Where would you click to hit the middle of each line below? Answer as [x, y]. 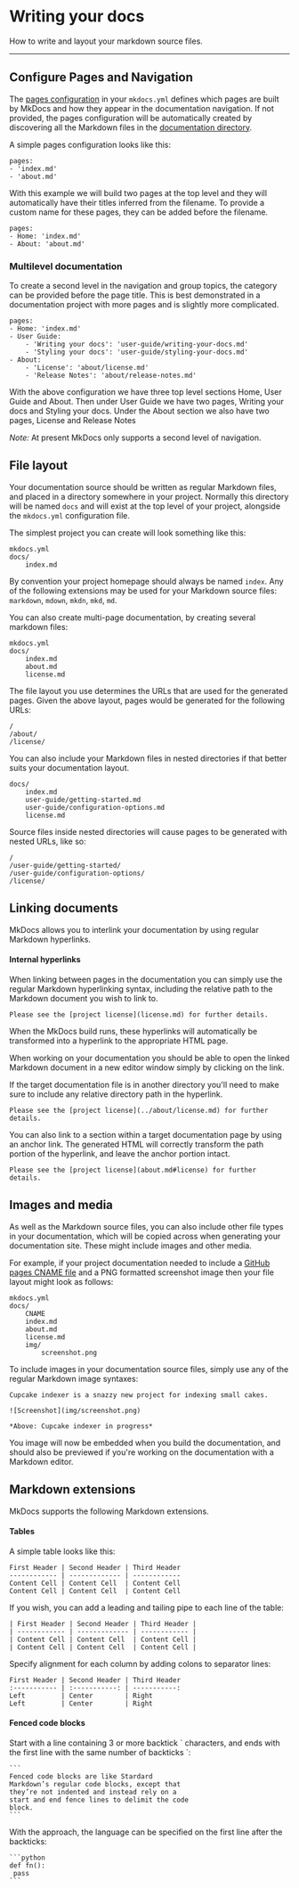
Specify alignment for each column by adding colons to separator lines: [140, 1663]
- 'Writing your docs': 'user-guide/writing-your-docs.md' [137, 345]
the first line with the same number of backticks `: [100, 1752]
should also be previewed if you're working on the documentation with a [141, 1452]
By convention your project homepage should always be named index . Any [146, 581]
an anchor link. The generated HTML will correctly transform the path [137, 1144]
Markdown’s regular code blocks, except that [95, 1784]
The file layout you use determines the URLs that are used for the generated [149, 691]
